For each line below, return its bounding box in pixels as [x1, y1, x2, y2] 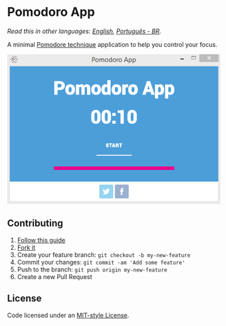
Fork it [17, 243, 36, 251]
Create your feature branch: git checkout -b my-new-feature [17, 250, 191, 259]
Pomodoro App [7, 4, 95, 20]
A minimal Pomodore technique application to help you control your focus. [7, 40, 218, 48]
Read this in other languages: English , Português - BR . [7, 27, 162, 35]
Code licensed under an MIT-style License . [7, 311, 130, 319]
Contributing [7, 218, 63, 229]
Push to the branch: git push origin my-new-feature [17, 265, 167, 274]
